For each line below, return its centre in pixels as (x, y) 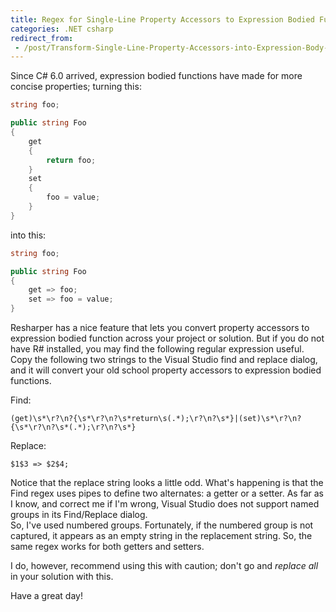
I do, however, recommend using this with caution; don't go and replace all (164, 565)
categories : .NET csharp (62, 29)
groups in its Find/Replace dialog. (79, 514)
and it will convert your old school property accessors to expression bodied (166, 370)
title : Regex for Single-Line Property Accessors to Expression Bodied (162, 19)
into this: (28, 235)
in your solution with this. (62, 576)
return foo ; (71, 160)
